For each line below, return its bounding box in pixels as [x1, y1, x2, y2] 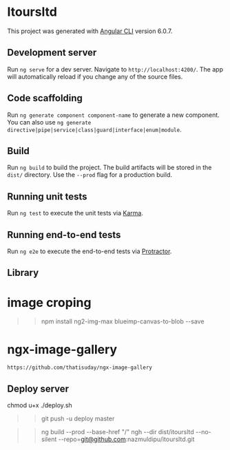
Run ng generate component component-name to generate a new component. [7, 111, 220, 119]
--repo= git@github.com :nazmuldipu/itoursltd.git [58, 435, 195, 444]
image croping [7, 294, 92, 310]
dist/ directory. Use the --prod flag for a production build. [7, 171, 172, 179]
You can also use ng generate [7, 118, 92, 126]
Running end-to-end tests [7, 228, 121, 241]
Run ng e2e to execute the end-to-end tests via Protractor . [7, 247, 172, 255]
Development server [7, 47, 97, 58]
